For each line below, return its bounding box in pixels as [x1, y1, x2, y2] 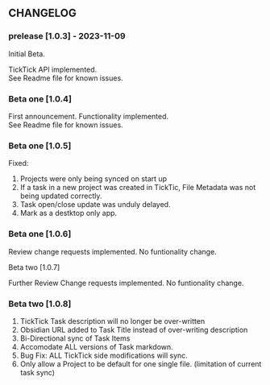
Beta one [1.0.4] [8, 93, 73, 104]
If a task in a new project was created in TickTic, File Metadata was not [19, 183, 256, 192]
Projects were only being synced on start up [19, 174, 168, 184]
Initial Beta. [8, 48, 46, 59]
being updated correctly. [19, 191, 102, 201]
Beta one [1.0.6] [8, 229, 72, 240]
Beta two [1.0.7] [8, 262, 60, 272]
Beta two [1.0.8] [8, 298, 72, 309]
